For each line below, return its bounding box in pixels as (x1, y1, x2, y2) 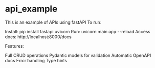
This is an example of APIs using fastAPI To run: (5, 19, 102, 25)
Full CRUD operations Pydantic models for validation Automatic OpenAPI (5, 52, 151, 58)
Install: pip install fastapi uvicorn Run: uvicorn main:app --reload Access (5, 28, 151, 34)
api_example (5, 3, 58, 14)
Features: (5, 43, 24, 49)
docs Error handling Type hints (5, 57, 67, 63)
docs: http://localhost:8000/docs (5, 34, 72, 40)
